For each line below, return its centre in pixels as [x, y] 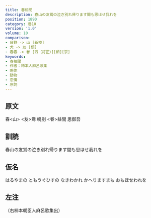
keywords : [16, 57]
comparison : [18, 38]
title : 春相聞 [19, 10]
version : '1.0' [21, 29]
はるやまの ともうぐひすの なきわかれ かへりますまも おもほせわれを [76, 180]
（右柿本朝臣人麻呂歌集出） [34, 210]
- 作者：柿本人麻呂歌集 [26, 66]
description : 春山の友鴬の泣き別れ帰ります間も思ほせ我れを [61, 15]
